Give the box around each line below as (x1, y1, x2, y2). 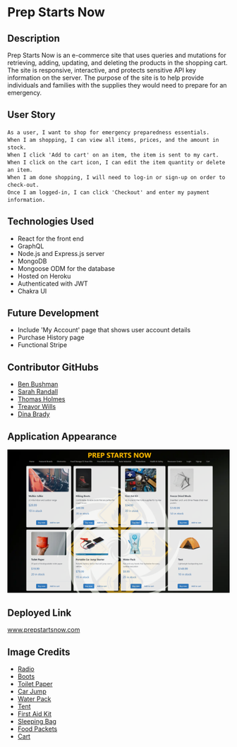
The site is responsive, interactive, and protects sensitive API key (7, 66, 196, 74)
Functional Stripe (17, 341, 68, 349)
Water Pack (17, 695, 51, 703)
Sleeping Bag (17, 717, 56, 726)
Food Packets (17, 724, 58, 734)
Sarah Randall (17, 387, 59, 396)
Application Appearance (7, 430, 118, 442)
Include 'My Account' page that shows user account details (17, 326, 191, 334)
